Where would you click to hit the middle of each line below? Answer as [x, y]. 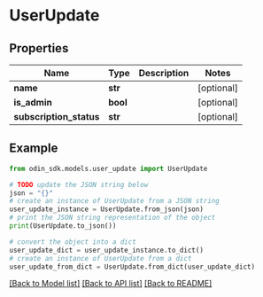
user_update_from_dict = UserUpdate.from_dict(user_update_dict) [132, 267]
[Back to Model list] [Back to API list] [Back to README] [111, 284]
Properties [39, 48]
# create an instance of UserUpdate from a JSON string [114, 201]
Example [34, 148]
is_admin [33, 102]
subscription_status [57, 117]
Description [164, 73]
